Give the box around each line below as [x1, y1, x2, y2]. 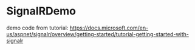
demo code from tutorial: [6, 24, 69, 31]
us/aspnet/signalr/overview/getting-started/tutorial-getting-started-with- [6, 30, 190, 37]
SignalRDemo [6, 4, 76, 18]
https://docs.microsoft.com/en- [69, 24, 149, 31]
